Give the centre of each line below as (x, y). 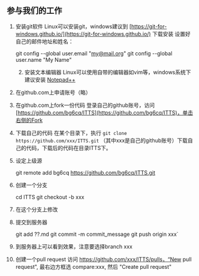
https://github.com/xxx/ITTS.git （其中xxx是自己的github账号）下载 (102, 140)
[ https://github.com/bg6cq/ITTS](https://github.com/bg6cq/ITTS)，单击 (104, 112)
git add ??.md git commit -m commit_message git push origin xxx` (97, 234)
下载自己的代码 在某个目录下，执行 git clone (71, 133)
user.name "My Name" (43, 59)
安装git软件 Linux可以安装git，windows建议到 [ (73, 26)
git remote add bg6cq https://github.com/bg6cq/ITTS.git (85, 172)
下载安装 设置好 (172, 34)
